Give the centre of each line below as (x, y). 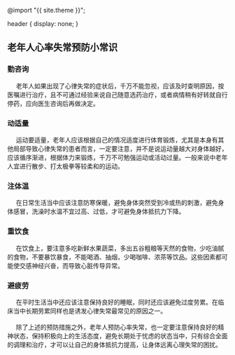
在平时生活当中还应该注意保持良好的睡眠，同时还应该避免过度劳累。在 (117, 302)
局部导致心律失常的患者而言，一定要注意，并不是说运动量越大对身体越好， (120, 148)
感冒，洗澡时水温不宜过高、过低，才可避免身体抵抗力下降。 (99, 212)
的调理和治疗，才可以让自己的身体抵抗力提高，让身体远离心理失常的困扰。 (114, 344)
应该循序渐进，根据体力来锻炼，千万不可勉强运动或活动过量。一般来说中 (111, 157)
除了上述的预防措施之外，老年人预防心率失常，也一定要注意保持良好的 (117, 327)
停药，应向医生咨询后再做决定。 (53, 103)
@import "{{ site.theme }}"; (47, 10)
